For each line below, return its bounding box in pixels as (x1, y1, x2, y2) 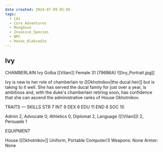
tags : (5, 12, 16, 17)
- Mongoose (9, 25, 32, 30)
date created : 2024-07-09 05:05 (5, 7, 71, 12)
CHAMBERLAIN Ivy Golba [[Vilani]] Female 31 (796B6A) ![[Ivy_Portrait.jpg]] (5, 69, 155, 75)
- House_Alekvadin (9, 39, 47, 44)
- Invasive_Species (9, 30, 49, 34)
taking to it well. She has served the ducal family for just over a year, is (5, 84, 146, 90)
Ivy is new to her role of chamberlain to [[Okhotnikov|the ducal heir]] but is (5, 79, 155, 85)
